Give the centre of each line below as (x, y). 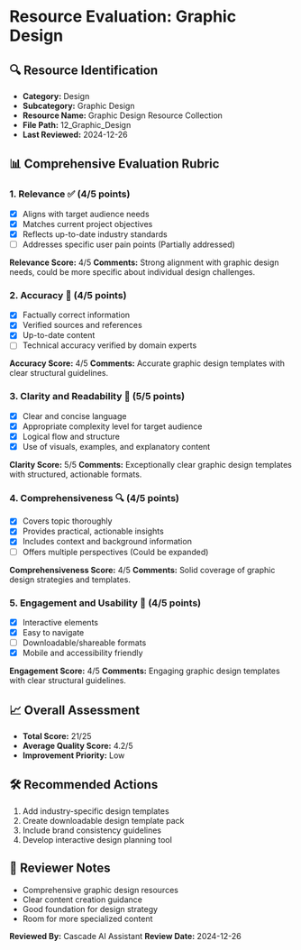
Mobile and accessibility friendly (82, 653)
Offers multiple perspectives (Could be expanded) (115, 552)
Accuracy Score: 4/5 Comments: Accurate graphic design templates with (147, 363)
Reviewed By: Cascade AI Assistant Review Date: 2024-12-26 (125, 936)
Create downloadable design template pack (103, 820)
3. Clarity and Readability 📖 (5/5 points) (97, 397)
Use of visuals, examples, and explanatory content (116, 446)
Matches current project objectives (87, 224)
